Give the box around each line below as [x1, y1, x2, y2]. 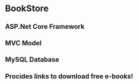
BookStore [5, 3, 49, 14]
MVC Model [5, 39, 42, 47]
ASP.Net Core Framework [5, 22, 85, 31]
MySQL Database [5, 56, 60, 64]
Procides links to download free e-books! [5, 72, 134, 81]
